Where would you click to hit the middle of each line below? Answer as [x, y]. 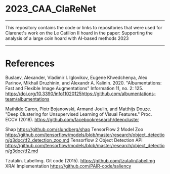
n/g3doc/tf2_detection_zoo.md [37, 140]
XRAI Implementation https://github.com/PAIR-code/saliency [68, 166]
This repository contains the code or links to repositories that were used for [84, 27]
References [30, 63]
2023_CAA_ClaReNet [51, 9]
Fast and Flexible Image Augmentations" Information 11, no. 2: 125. [74, 88]
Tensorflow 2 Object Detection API [107, 140]
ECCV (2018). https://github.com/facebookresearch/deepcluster [72, 119]
